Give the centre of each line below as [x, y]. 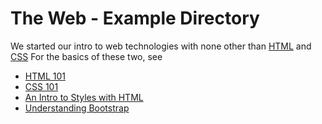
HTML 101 [45, 76]
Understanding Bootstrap [77, 108]
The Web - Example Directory [135, 18]
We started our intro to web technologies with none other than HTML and [161, 46]
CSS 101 [41, 86]
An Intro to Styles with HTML [84, 97]
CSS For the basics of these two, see [86, 56]
